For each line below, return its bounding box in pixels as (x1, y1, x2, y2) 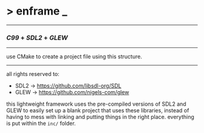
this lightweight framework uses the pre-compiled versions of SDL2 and (6, 100, 186, 107)
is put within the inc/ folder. (6, 120, 76, 127)
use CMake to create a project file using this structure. (6, 53, 143, 60)
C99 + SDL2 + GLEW (6, 33, 68, 42)
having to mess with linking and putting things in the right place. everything (6, 114, 194, 121)
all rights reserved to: (6, 70, 59, 78)
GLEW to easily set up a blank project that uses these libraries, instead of (6, 107, 189, 114)
